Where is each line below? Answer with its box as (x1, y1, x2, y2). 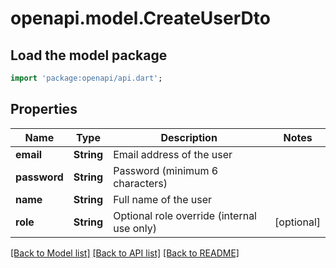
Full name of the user (113, 192, 213, 206)
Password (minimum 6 (113, 163, 219, 177)
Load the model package (10, 47, 168, 64)
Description (160, 130, 218, 144)
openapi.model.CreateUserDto (10, 7, 271, 30)
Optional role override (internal (113, 208, 257, 222)
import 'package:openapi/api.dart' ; (10, 73, 163, 83)
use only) (113, 221, 157, 235)
